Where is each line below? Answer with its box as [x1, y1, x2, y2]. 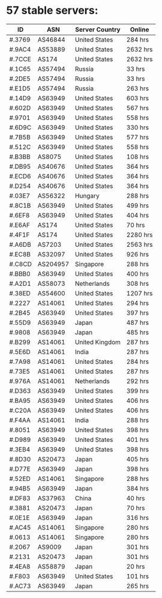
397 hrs [126, 309, 149, 317]
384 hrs [126, 484, 149, 492]
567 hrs [126, 103, 149, 112]
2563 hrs [126, 240, 153, 249]
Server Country [74, 25, 121, 34]
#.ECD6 [9, 172, 31, 180]
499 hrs [126, 201, 149, 210]
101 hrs [126, 572, 149, 580]
